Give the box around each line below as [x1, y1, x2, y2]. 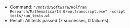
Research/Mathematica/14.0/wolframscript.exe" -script [9, 9, 126, 14]
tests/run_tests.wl [9, 14, 50, 18]
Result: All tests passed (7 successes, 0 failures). [9, 18, 110, 23]
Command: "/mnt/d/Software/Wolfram [9, 4, 87, 10]
